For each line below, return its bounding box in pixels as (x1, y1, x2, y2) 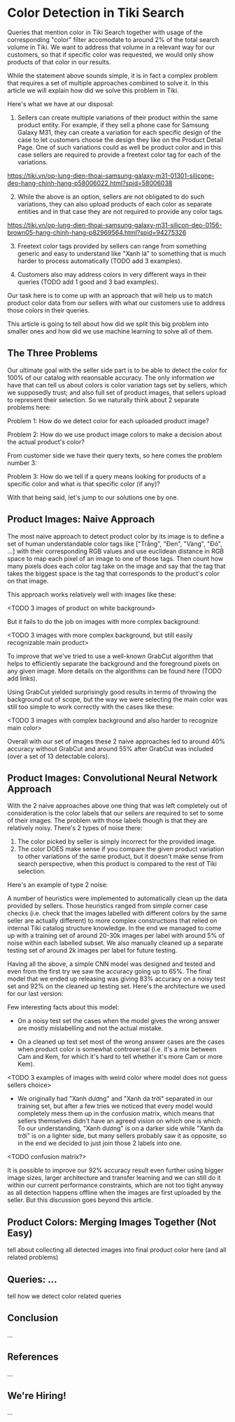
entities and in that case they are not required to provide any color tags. (17, 207, 224, 215)
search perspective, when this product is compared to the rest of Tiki (17, 860, 217, 868)
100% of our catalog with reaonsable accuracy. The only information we (7, 373, 215, 382)
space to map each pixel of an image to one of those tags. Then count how (7, 554, 224, 562)
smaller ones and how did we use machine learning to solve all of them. (7, 327, 213, 335)
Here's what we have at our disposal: (7, 99, 114, 108)
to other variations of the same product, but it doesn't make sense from (17, 852, 224, 861)
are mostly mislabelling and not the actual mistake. (17, 1024, 164, 1032)
